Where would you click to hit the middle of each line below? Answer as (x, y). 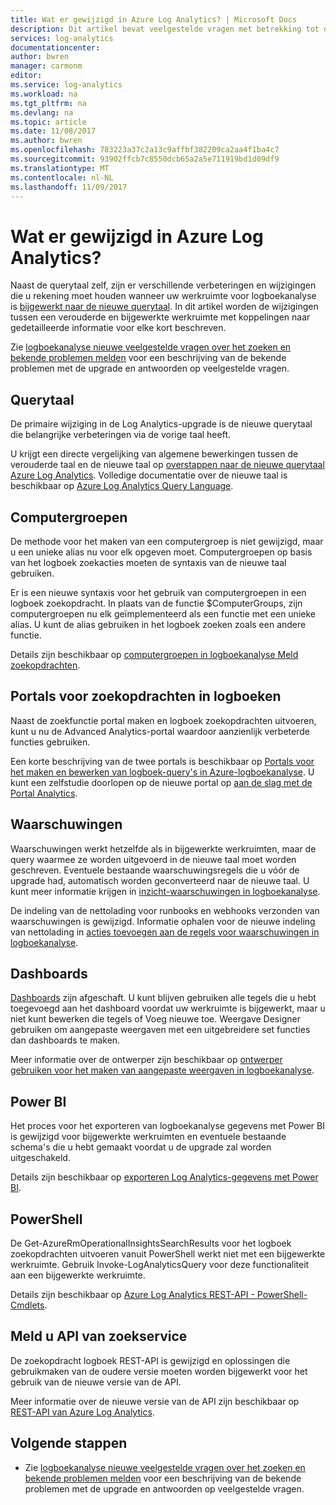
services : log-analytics (62, 38)
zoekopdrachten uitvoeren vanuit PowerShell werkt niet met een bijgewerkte (168, 1254)
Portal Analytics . (44, 793)
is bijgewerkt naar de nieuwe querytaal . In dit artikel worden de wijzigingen (164, 307)
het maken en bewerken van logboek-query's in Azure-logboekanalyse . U (162, 772)
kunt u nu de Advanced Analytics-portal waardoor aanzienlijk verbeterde (160, 731)
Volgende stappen (69, 1443)
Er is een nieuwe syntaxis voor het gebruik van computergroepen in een (158, 592)
